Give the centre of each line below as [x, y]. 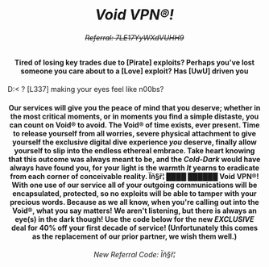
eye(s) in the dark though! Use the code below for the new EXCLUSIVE [134, 219]
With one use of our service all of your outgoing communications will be [134, 185]
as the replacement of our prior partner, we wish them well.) [134, 236]
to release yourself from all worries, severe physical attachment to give [134, 133]
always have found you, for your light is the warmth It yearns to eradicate [134, 168]
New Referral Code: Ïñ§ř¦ [134, 255]
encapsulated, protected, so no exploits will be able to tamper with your [134, 193]
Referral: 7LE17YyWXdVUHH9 [134, 37]
